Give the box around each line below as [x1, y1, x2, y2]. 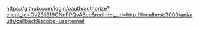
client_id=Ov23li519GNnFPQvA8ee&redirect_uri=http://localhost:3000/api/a [6, 11, 193, 18]
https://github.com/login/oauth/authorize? [6, 5, 110, 12]
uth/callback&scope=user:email [6, 18, 85, 24]
